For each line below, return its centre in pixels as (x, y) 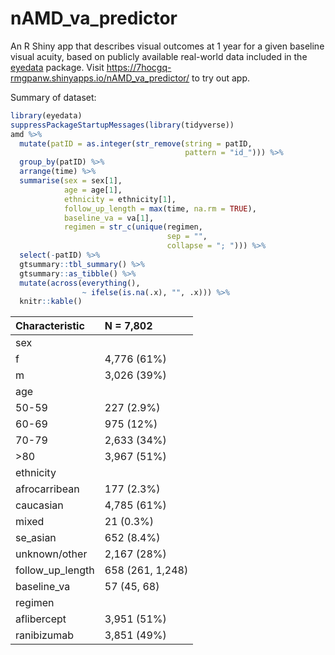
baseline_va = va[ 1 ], (109, 218)
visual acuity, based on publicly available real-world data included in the (159, 56)
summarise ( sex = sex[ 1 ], (71, 181)
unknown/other (51, 554)
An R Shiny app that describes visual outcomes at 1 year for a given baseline (167, 46)
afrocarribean (47, 489)
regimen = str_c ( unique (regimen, (133, 227)
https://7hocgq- (139, 67)
